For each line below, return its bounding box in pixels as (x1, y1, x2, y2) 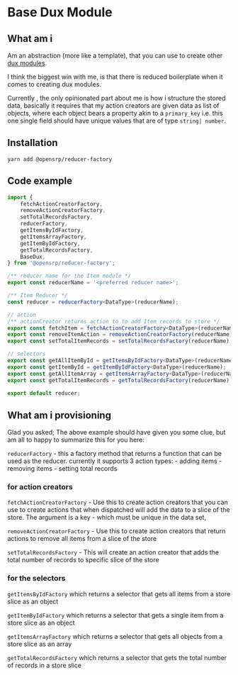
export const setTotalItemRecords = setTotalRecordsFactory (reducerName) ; (7, 337, 233, 345)
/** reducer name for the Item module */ (7, 272, 132, 280)
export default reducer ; (7, 389, 81, 397)
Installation (7, 137, 58, 149)
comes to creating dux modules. (7, 80, 101, 89)
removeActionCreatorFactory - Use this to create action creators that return (7, 527, 226, 535)
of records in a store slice (7, 661, 82, 669)
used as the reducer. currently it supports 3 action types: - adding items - (7, 457, 222, 465)
